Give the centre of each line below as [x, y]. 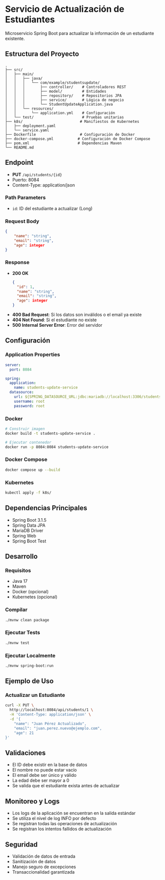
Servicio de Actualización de [65, 9]
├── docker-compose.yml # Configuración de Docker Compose [78, 139]
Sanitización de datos [34, 861]
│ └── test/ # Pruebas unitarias [65, 117]
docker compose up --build [33, 470]
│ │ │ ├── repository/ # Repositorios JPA [63, 96]
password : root [29, 406]
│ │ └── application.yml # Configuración [60, 113]
